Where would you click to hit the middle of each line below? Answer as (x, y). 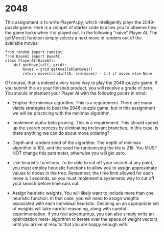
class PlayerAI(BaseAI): (30, 60)
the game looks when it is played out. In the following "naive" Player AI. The (81, 32)
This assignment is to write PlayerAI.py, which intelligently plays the (73, 22)
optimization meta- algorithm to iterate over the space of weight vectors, (85, 219)
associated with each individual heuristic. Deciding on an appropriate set (85, 203)
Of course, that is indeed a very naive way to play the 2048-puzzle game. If (81, 83)
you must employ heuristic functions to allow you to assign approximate (84, 168)
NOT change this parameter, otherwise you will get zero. (69, 153)
